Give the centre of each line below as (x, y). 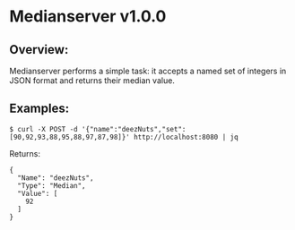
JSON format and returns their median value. (92, 81)
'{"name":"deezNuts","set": (134, 129)
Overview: (39, 50)
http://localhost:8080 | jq (186, 137)
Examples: (39, 109)
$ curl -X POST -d (43, 129)
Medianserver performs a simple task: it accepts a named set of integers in (148, 71)
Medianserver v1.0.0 (88, 17)
